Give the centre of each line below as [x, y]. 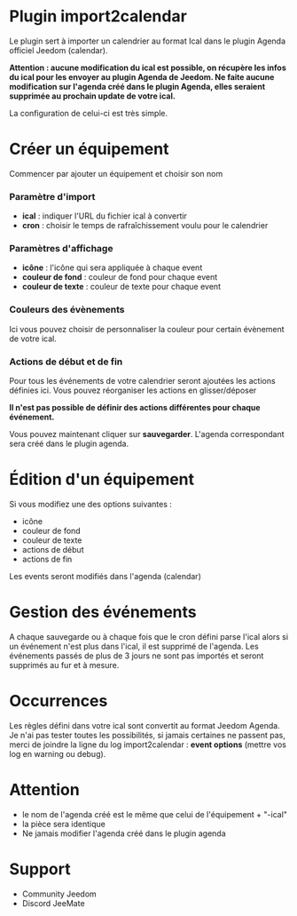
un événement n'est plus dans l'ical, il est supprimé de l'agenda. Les [134, 646]
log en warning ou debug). [58, 753]
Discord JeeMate [54, 903]
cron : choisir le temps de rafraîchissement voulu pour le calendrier [145, 226]
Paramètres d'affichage [61, 249]
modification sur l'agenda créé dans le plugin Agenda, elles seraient [137, 86]
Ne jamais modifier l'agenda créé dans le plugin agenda [124, 833]
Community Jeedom [59, 894]
